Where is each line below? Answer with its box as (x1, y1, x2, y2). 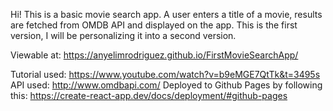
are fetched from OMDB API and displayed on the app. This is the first (10, 19, 298, 31)
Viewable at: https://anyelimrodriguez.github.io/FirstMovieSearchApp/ (10, 49, 299, 61)
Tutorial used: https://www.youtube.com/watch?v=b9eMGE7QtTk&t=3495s (10, 69, 321, 80)
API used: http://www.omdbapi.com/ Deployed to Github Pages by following (10, 79, 323, 91)
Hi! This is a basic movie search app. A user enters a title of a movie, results (10, 9, 323, 20)
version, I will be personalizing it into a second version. (10, 30, 237, 41)
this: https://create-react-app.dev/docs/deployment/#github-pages (10, 90, 288, 101)
